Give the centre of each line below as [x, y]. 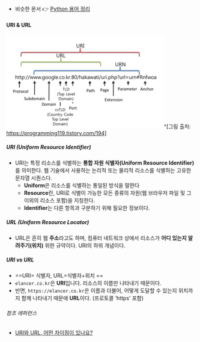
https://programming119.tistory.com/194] [56, 133]
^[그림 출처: [177, 127]
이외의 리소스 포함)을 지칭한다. [59, 201]
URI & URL [19, 25]
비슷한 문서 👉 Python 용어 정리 [53, 9]
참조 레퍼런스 [22, 313]
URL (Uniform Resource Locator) [48, 222]
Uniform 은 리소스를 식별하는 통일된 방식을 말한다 [82, 186]
